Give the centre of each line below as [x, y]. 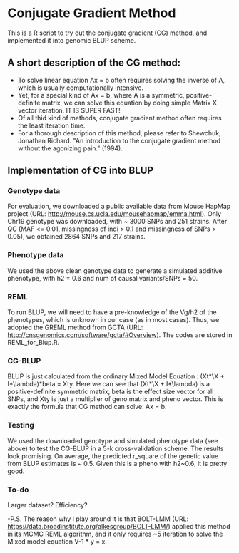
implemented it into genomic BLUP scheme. [72, 40]
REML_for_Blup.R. [34, 343]
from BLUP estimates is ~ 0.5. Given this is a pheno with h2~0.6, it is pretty [117, 463]
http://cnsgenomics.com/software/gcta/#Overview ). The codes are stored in [120, 335]
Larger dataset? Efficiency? [47, 505]
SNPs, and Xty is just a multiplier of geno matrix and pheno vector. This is [115, 399]
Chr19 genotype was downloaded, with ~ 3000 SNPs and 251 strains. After [117, 222]
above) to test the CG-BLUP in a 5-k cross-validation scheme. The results [116, 448]
